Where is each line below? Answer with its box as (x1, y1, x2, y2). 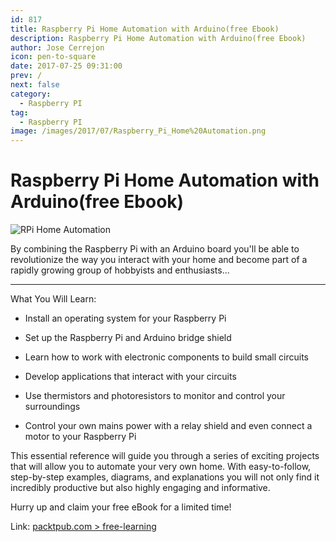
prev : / (10, 71, 43, 81)
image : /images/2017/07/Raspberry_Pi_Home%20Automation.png (10, 126, 267, 136)
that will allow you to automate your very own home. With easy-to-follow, (10, 461, 312, 473)
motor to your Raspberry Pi (24, 431, 137, 443)
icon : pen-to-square (10, 52, 97, 62)
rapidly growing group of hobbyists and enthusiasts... (10, 264, 230, 276)
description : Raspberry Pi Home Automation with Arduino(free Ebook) (10, 33, 307, 43)
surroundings (24, 401, 81, 413)
